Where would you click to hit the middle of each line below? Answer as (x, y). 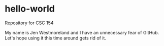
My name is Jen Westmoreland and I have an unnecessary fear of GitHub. (82, 32)
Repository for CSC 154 (29, 23)
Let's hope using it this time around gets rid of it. (55, 38)
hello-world (30, 9)
